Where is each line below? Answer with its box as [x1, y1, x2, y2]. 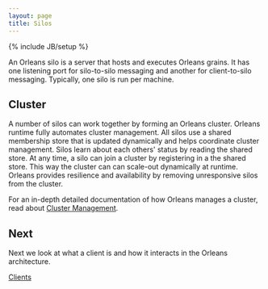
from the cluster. [8, 179, 63, 189]
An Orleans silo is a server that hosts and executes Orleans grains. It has [8, 57, 250, 67]
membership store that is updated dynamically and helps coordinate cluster [8, 136, 260, 146]
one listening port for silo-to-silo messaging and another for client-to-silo [8, 65, 252, 75]
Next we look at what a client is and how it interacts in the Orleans [8, 248, 228, 258]
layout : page [8, 11, 52, 20]
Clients [8, 272, 32, 283]
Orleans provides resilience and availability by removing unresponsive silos [8, 170, 258, 180]
